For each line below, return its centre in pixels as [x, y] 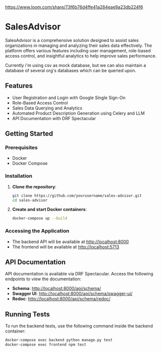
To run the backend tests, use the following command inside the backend [79, 326]
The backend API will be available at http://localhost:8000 [70, 242]
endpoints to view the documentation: [43, 279]
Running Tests [27, 314]
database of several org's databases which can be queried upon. [71, 70]
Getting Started [29, 134]
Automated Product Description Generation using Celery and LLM [79, 113]
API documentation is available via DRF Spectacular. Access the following [79, 274]
